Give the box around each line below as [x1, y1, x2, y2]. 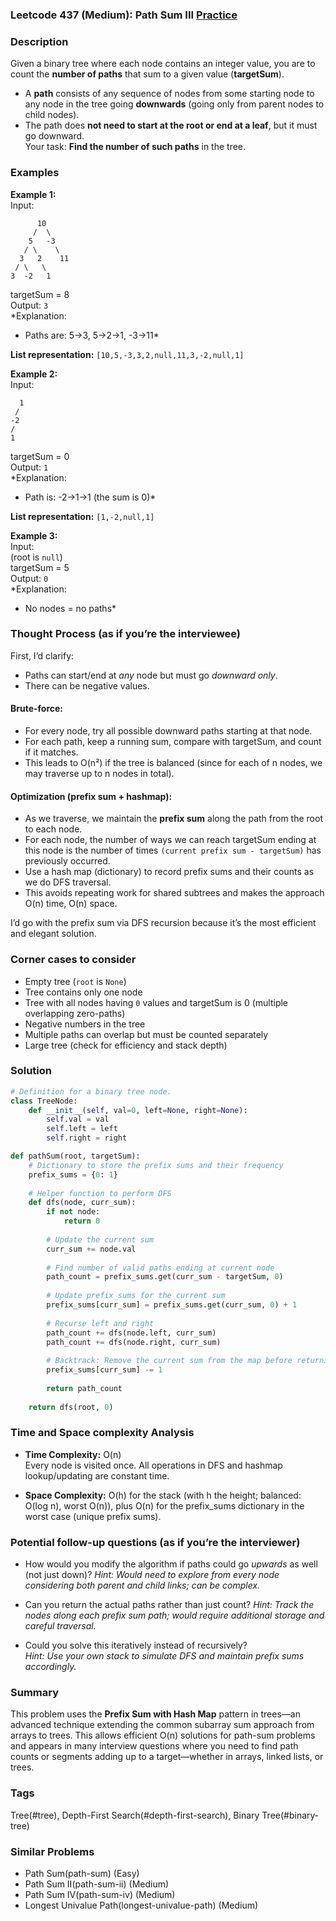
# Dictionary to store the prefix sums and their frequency [28, 1160, 284, 1170]
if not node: [46, 1207, 101, 1217]
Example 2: [10, 368, 58, 380]
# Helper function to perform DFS [28, 1188, 172, 1198]
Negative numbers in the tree [24, 1018, 146, 1030]
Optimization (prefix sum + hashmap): [10, 790, 173, 802]
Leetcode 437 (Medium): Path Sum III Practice [10, 8, 238, 22]
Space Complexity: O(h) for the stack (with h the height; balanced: [24, 1489, 302, 1501]
